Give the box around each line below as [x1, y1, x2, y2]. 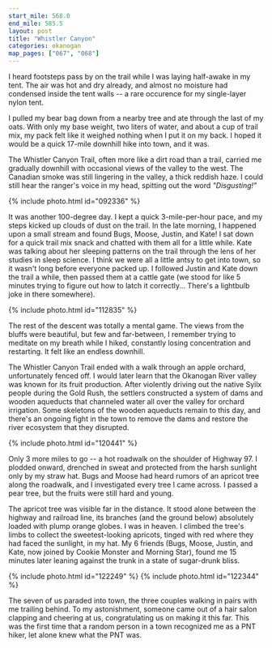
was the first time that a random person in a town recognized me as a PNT [8, 621, 257, 631]
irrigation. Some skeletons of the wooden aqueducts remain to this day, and [8, 406, 261, 415]
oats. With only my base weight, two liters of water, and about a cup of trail [8, 122, 259, 131]
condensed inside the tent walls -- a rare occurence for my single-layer [8, 89, 247, 98]
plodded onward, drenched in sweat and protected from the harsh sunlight [8, 463, 257, 472]
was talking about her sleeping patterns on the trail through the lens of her [8, 246, 257, 256]
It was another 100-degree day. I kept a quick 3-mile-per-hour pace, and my [8, 212, 263, 221]
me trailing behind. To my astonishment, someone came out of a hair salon [8, 604, 257, 614]
